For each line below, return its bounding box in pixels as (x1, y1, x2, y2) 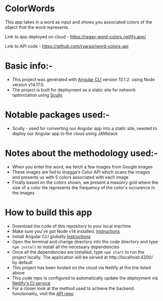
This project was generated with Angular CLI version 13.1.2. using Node (12, 76, 155, 82)
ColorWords (5, 3, 55, 14)
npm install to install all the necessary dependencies (12, 244, 120, 250)
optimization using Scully (12, 92, 63, 98)
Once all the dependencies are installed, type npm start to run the (12, 249, 145, 255)
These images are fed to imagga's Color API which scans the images (12, 169, 150, 175)
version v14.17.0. (12, 82, 45, 87)
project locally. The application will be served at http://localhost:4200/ (12, 254, 153, 260)
